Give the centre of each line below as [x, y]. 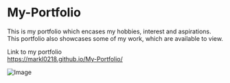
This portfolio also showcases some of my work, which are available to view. [115, 38]
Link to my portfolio [34, 52]
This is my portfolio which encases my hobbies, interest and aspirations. [109, 31]
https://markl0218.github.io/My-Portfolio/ [65, 59]
